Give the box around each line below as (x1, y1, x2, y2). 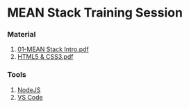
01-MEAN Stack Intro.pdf (17, 45, 89, 53)
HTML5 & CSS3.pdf (17, 53, 74, 61)
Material (7, 30, 36, 39)
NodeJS (17, 85, 41, 94)
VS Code (17, 93, 43, 101)
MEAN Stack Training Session (7, 5, 183, 21)
